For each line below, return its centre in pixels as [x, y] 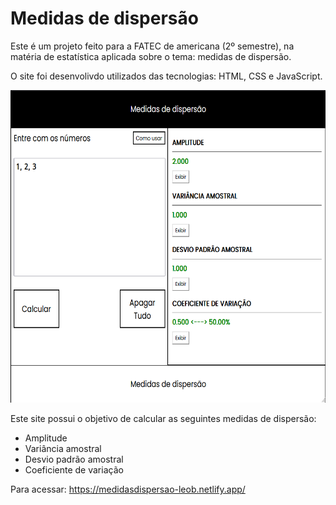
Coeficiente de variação [74, 469]
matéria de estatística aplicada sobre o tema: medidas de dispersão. [151, 56]
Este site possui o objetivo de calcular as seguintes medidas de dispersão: [163, 418]
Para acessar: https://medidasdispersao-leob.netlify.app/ [128, 489]
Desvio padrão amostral [74, 459]
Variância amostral [63, 448]
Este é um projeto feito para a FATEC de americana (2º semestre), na [152, 46]
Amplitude [46, 438]
